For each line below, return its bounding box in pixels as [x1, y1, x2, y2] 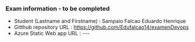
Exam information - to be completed [5, 5, 110, 13]
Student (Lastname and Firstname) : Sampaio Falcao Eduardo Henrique [13, 18, 186, 25]
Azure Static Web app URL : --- [13, 30, 90, 37]
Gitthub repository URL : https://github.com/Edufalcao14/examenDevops [13, 24, 189, 30]
